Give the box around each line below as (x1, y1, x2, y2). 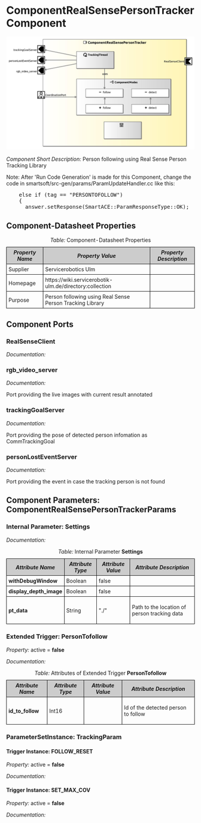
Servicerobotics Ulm (44, 266, 96, 273)
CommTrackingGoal (6, 437, 55, 444)
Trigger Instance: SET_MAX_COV (6, 786, 91, 794)
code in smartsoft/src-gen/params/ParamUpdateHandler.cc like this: (6, 180, 175, 187)
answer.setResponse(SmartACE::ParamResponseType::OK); (25, 203, 190, 211)
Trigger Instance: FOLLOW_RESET (6, 747, 93, 755)
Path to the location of (132, 603, 187, 611)
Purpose (8, 296, 30, 304)
